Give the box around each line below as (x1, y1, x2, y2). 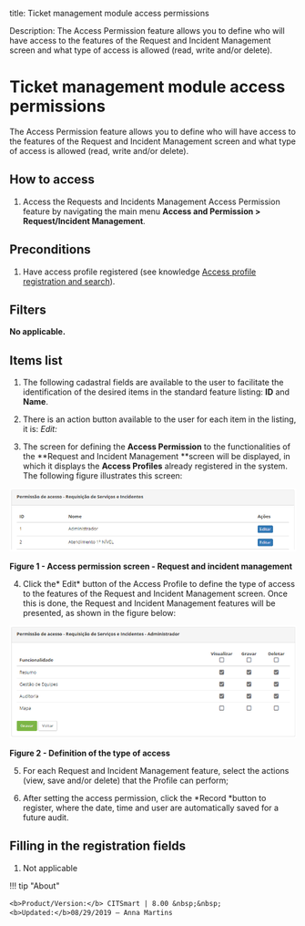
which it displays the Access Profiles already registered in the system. (22, 460, 289, 472)
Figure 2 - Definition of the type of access (9, 747, 171, 758)
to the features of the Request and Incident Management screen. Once (22, 588, 289, 600)
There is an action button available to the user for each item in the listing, (22, 414, 297, 425)
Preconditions (9, 242, 91, 258)
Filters (9, 302, 47, 317)
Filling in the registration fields (9, 839, 187, 854)
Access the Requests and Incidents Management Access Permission (22, 196, 280, 207)
